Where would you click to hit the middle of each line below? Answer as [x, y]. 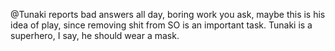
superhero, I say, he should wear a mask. [95, 35]
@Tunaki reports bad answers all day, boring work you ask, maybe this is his [168, 14]
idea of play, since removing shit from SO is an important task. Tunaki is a [161, 25]
